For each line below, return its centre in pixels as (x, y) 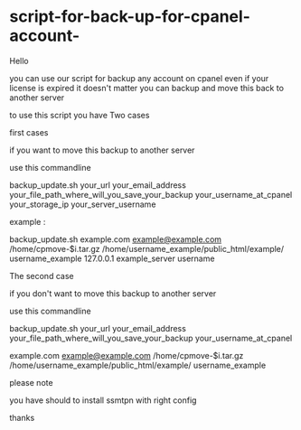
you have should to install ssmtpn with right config (103, 400)
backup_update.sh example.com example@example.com (116, 239)
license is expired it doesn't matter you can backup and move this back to (147, 88)
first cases (29, 132)
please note (31, 382)
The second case (42, 276)
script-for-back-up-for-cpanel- (130, 17)
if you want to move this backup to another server (102, 150)
